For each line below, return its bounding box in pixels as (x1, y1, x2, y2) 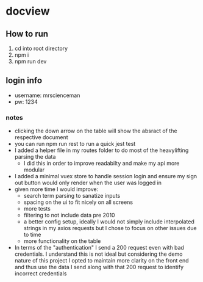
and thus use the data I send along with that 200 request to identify (14, 264, 184, 271)
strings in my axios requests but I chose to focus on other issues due (23, 225, 197, 232)
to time (23, 231, 41, 239)
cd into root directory (14, 45, 68, 52)
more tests (23, 205, 51, 212)
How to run (5, 29, 49, 39)
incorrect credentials (14, 270, 67, 277)
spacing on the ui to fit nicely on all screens (23, 198, 134, 206)
